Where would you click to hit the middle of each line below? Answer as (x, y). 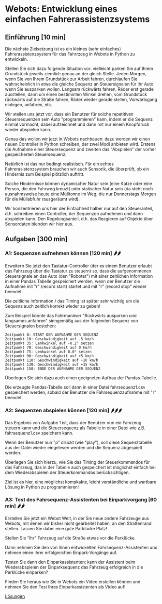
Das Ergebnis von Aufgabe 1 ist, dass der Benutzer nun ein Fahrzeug (73, 422)
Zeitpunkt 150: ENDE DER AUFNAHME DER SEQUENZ (53, 369)
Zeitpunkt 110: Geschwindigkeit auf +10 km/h (52, 360)
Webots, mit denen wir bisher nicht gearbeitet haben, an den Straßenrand (78, 523)
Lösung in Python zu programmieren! (42, 487)
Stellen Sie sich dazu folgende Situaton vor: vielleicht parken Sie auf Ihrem (79, 68)
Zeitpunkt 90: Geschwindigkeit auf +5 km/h (50, 356)
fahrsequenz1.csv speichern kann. (39, 433)
